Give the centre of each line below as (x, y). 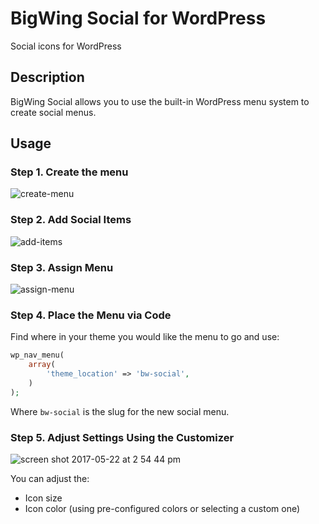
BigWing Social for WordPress (138, 18)
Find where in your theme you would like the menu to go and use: (145, 337)
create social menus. (53, 112)
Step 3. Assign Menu (62, 267)
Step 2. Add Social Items (71, 220)
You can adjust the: (50, 478)
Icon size (43, 498)
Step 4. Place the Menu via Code (91, 315)
